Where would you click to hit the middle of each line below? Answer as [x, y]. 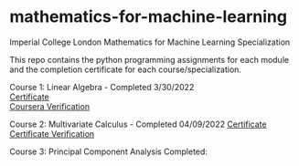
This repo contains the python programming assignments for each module [149, 59]
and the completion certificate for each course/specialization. [126, 69]
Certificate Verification [52, 133]
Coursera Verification [49, 106]
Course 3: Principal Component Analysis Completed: [109, 151]
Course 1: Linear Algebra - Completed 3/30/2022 [102, 87]
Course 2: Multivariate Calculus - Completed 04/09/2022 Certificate [138, 124]
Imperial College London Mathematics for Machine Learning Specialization [150, 42]
